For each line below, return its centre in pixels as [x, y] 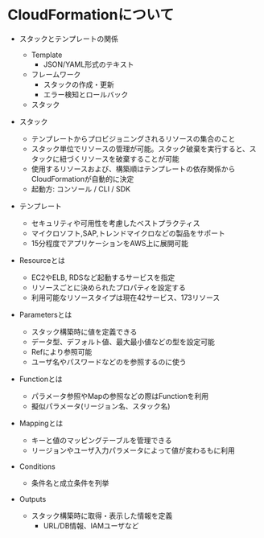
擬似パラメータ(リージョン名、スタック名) [101, 406]
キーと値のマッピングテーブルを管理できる [101, 440]
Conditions [37, 466]
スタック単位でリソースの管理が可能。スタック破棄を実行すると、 [140, 149]
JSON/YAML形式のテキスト [89, 64]
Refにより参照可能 [62, 351]
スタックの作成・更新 [78, 84]
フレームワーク [56, 74]
